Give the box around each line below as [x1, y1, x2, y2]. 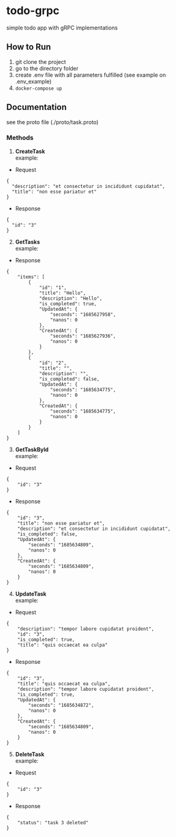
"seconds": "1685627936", [50, 333, 116, 339]
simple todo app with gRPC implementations [6, 24, 118, 31]
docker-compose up [15, 85, 62, 91]
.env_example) [15, 77, 52, 85]
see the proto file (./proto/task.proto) [6, 118, 99, 126]
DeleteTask [15, 750, 45, 758]
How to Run [6, 42, 51, 52]
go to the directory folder [15, 64, 79, 72]
